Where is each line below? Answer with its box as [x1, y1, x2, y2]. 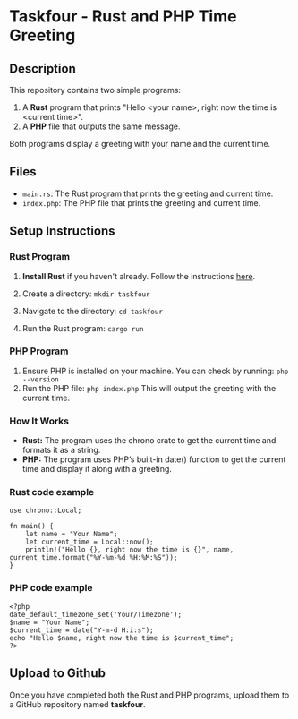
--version [21, 374, 60, 384]
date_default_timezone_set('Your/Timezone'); [9, 610, 182, 619]
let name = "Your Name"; [25, 530, 118, 539]
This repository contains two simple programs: [9, 85, 182, 95]
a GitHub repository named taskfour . [9, 698, 146, 709]
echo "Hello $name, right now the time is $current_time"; [9, 633, 234, 642]
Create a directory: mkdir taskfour [21, 288, 150, 299]
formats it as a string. [21, 445, 101, 456]
